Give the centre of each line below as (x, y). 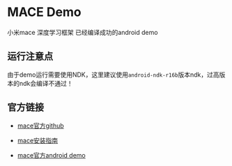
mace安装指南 (38, 140)
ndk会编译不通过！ (46, 83)
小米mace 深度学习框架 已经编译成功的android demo (83, 32)
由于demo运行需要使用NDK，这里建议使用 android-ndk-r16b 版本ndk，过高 (113, 75)
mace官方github (40, 126)
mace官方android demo (51, 155)
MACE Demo (44, 12)
